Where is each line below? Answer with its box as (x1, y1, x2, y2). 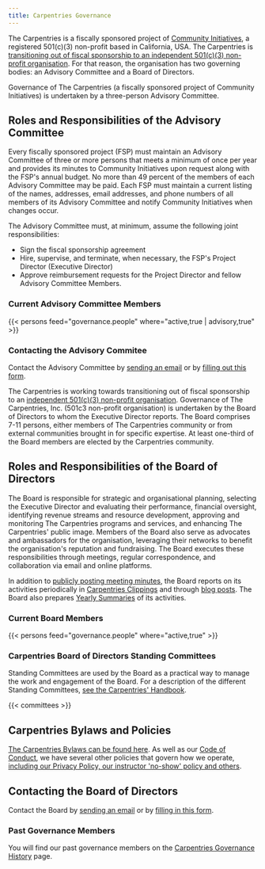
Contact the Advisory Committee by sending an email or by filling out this (8, 363, 247, 372)
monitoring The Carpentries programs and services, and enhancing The (8, 518, 243, 528)
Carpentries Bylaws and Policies (8, 723, 172, 737)
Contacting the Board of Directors (8, 784, 178, 798)
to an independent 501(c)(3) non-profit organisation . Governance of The (8, 395, 244, 405)
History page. (8, 852, 53, 861)
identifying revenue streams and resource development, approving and (8, 510, 240, 520)
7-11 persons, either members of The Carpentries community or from (8, 421, 233, 430)
